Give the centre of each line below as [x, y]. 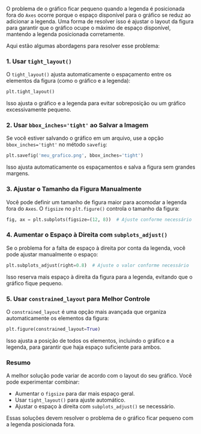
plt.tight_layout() [31, 92]
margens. [18, 173]
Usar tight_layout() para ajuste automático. [70, 400]
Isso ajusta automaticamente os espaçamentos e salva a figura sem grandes [101, 167]
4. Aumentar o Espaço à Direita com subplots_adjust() [87, 235]
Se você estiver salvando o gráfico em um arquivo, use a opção [85, 138]
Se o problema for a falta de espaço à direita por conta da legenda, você [96, 248]
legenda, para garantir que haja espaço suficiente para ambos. [84, 347]
